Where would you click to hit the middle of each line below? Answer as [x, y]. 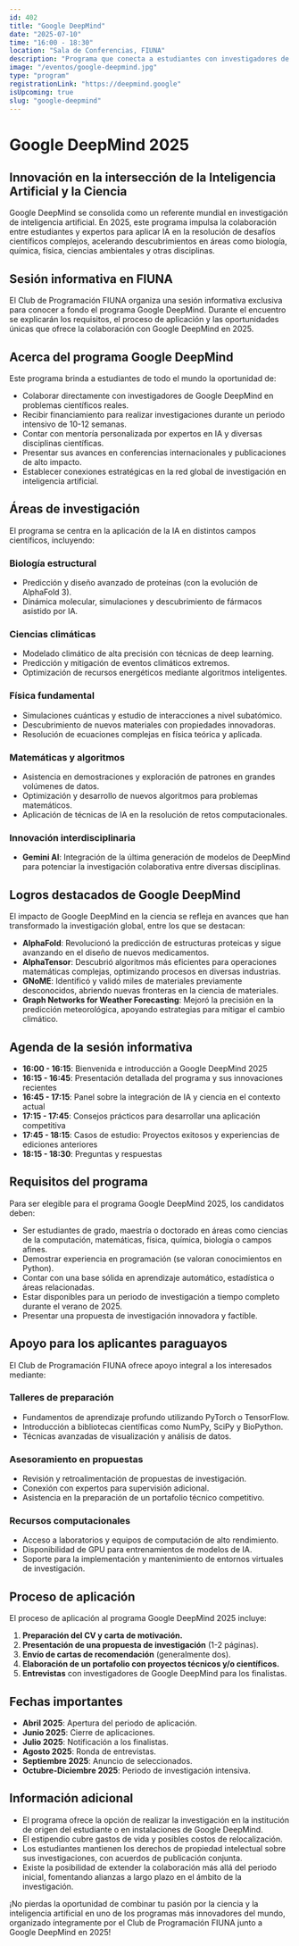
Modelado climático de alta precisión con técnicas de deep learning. [148, 653]
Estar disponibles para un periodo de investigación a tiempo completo [151, 1296]
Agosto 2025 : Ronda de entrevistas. [89, 1751]
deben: [22, 1213]
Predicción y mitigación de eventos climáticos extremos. [126, 663]
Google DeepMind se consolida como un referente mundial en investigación [149, 213]
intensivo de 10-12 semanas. [75, 424]
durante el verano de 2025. [72, 1306]
